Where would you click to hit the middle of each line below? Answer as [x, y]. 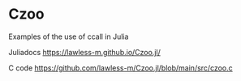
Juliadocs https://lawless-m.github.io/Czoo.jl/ [84, 52]
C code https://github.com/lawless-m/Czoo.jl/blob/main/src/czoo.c [120, 68]
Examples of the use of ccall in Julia [69, 36]
